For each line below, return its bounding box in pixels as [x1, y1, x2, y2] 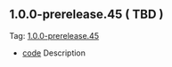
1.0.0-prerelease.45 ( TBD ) [9, 7, 164, 22]
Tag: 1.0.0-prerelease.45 [9, 30, 100, 41]
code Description [21, 48, 86, 58]
